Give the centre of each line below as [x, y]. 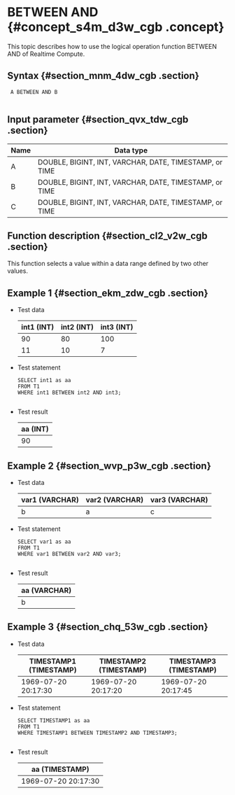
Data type [131, 150]
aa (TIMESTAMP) [60, 769]
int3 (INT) [117, 328]
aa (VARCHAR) [46, 590]
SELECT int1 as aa [44, 381]
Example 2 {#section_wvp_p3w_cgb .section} [109, 466]
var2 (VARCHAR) [115, 500]
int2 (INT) [77, 328]
